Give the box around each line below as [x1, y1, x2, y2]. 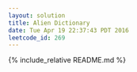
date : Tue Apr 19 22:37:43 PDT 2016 [8, 26, 129, 34]
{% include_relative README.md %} [8, 55, 127, 65]
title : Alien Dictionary [8, 19, 90, 27]
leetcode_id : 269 [8, 33, 66, 42]
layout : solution [8, 11, 66, 20]
